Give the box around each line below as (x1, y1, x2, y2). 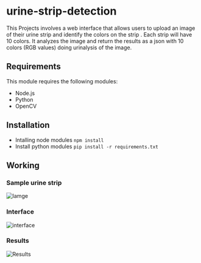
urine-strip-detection (6, 4, 117, 18)
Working (6, 160, 40, 170)
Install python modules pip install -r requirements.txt (15, 142, 158, 150)
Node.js (15, 89, 35, 97)
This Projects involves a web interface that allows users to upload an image (6, 24, 196, 32)
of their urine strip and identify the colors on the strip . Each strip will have (6, 30, 192, 38)
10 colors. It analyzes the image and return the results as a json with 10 (6, 37, 184, 44)
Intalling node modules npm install (15, 136, 104, 144)
